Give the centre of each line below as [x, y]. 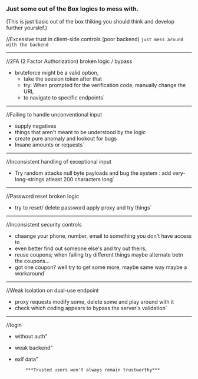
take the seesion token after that [62, 79]
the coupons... [32, 261]
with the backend [27, 45]
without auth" [31, 337]
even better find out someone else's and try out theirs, [81, 248]
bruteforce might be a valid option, [57, 73]
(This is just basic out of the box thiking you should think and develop [90, 22]
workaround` [30, 274]
